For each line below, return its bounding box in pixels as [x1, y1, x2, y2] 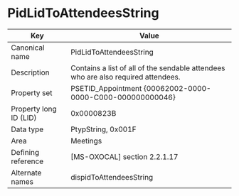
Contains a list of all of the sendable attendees [70, 62, 225, 72]
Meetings [70, 136, 102, 146]
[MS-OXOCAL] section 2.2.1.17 [70, 151, 179, 161]
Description [11, 67, 50, 77]
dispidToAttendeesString [70, 172, 154, 182]
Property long [11, 104, 57, 114]
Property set [11, 87, 53, 97]
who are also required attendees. [70, 72, 181, 82]
